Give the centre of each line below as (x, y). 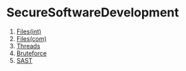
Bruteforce (32, 53)
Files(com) (32, 38)
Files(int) (29, 31)
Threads (28, 46)
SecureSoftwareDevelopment (93, 13)
